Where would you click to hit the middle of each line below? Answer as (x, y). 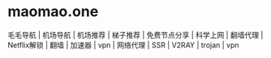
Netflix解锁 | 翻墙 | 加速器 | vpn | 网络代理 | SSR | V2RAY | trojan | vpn (124, 45)
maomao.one (53, 12)
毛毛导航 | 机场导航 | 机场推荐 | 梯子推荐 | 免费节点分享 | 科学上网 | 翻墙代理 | (135, 35)
